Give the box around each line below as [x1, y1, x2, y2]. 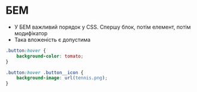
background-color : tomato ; [16, 53, 84, 59]
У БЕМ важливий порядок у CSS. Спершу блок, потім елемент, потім [14, 23, 191, 30]
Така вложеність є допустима [14, 36, 91, 43]
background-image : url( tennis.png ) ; [16, 75, 108, 81]
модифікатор [14, 29, 48, 36]
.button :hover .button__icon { [5, 69, 84, 75]
